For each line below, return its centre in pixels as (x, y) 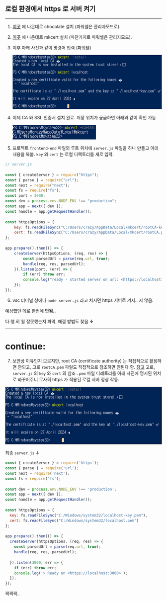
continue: (25, 346)
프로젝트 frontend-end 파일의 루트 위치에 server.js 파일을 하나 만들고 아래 (85, 148)
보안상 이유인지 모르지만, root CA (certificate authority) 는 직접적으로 (80, 361)
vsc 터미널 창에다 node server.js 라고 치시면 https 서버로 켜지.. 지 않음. (83, 300)
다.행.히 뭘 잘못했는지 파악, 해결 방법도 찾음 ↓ (49, 321)
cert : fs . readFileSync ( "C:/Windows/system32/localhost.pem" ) (74, 520)
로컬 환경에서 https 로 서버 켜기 (50, 9)
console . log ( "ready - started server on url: (71, 280)
